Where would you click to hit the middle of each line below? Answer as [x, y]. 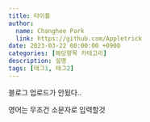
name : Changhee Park [50, 31]
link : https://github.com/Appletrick [79, 38]
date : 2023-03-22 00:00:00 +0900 [65, 46]
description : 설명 [37, 61]
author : [21, 23]
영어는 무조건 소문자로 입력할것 [57, 109]
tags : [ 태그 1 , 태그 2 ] [41, 69]
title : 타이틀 [29, 16]
